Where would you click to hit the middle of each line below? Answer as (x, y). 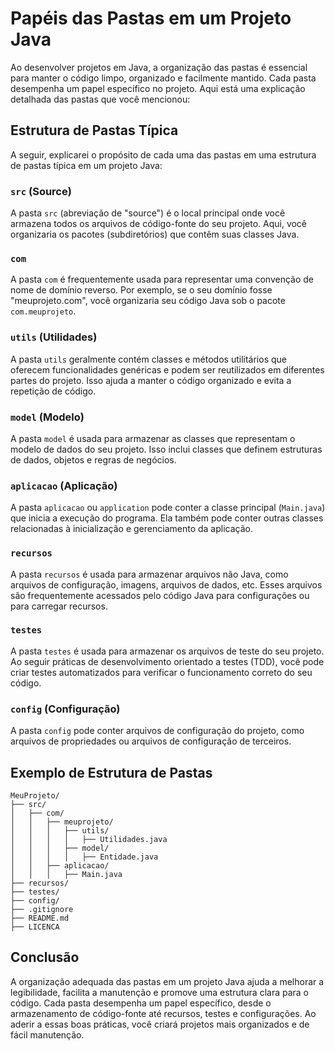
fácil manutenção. (47, 1034)
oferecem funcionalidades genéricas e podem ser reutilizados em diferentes (167, 369)
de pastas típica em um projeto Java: (86, 165)
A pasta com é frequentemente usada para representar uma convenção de (162, 279)
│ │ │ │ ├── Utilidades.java (89, 839)
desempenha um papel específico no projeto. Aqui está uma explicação (158, 88)
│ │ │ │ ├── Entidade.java (84, 857)
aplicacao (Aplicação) (64, 485)
